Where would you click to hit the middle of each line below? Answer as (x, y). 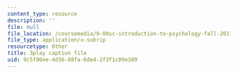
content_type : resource (42, 14)
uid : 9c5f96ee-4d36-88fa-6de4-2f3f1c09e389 (73, 60)
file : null (23, 27)
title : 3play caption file (47, 54)
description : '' (31, 20)
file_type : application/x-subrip (57, 40)
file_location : (30, 33)
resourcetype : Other (38, 47)
